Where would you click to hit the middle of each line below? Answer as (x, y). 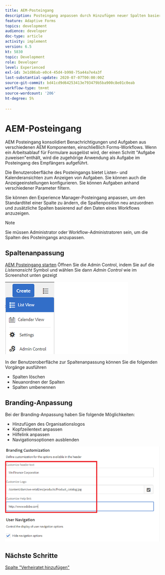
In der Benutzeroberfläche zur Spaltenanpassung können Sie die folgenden (82, 362)
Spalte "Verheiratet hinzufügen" (37, 568)
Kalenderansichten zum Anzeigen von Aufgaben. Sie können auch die (76, 178)
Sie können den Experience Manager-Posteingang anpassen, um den (75, 198)
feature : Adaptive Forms (30, 21)
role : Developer (22, 62)
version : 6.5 (18, 47)
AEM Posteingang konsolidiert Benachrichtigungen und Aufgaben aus (76, 142)
